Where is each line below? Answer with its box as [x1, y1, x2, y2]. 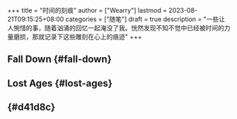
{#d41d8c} [7, 101, 56, 113]
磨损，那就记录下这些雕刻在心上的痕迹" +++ [13, 32, 143, 41]
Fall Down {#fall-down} [7, 54, 112, 65]
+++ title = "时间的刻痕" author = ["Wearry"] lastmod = [7, 6, 168, 14]
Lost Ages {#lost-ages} [7, 77, 113, 89]
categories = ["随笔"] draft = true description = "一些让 [65, 15, 226, 23]
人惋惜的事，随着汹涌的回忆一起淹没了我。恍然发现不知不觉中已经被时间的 [7, 24, 224, 32]
